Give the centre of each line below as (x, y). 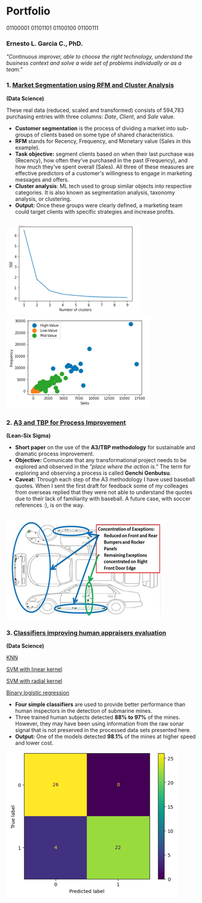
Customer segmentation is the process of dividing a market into (95, 128)
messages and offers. (42, 179)
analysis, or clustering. (43, 199)
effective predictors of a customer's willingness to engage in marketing (103, 173)
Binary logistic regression (38, 692)
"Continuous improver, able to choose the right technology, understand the (99, 57)
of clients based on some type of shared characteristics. (104, 135)
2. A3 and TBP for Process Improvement (66, 422)
